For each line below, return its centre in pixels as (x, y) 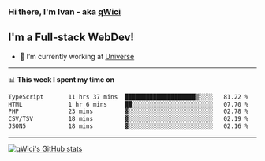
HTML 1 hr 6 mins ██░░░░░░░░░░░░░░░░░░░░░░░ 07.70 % (128, 104)
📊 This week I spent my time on (62, 79)
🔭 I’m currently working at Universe (77, 56)
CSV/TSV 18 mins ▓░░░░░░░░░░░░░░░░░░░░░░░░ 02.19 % (128, 119)
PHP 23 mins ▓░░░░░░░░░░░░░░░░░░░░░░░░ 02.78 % (128, 112)
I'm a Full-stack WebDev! (71, 37)
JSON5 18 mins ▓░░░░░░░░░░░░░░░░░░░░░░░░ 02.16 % (128, 126)
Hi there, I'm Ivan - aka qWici (64, 12)
